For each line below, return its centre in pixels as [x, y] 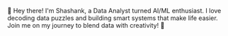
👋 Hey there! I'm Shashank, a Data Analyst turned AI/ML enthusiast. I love [114, 11]
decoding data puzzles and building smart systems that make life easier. [113, 18]
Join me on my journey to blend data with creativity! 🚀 [86, 25]
